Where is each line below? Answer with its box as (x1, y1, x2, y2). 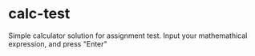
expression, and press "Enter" (8, 39, 107, 48)
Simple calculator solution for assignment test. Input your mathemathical (8, 31, 248, 40)
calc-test (8, 5, 71, 23)
